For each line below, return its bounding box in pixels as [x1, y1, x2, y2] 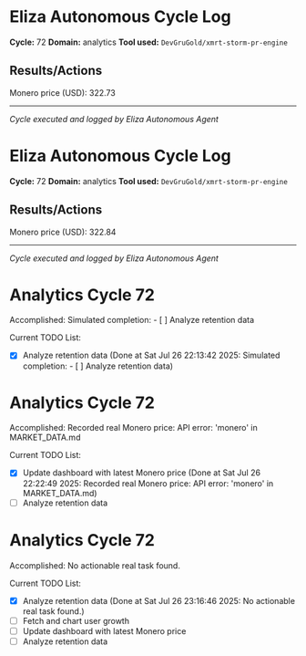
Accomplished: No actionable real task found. [9, 559, 180, 571]
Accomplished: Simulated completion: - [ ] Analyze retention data [9, 315, 255, 326]
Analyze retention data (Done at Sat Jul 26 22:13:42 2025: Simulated [22, 349, 280, 361]
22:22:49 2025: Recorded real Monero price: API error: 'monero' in [22, 477, 274, 489]
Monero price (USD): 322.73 [9, 87, 116, 98]
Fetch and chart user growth [22, 615, 130, 626]
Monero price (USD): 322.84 [9, 226, 117, 237]
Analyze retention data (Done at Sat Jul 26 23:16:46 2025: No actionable [22, 595, 296, 606]
